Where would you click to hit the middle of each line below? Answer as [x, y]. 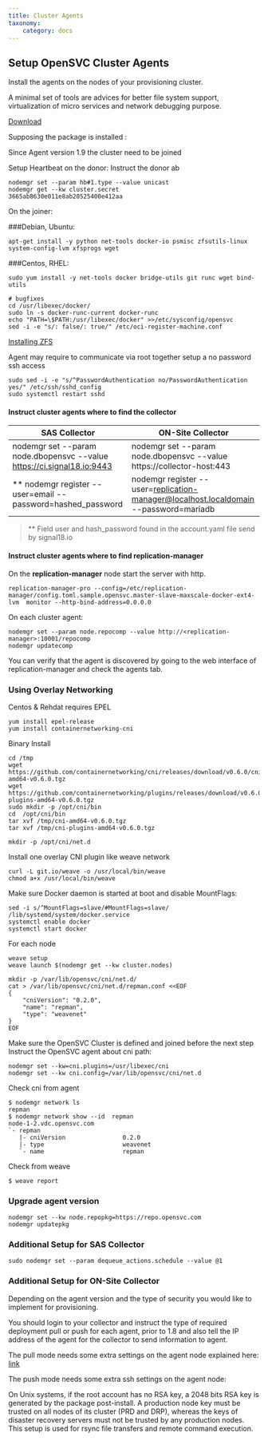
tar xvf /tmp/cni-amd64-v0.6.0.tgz [67, 821]
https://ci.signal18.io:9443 [63, 466]
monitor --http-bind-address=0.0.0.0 [89, 602]
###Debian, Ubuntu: [42, 227]
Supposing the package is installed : [68, 137]
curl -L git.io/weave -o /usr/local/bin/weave [87, 871]
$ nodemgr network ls [44, 1102]
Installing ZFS [31, 342]
